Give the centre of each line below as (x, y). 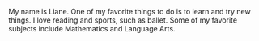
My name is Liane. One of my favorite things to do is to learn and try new (129, 12)
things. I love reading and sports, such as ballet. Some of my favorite (123, 20)
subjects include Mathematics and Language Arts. (92, 29)
